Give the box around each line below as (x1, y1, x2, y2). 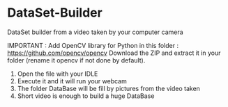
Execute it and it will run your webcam (17, 76, 127, 85)
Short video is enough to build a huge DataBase (17, 92, 155, 100)
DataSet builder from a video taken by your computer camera (7, 28, 183, 36)
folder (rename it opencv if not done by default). (7, 56, 146, 64)
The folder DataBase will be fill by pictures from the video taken (17, 84, 201, 92)
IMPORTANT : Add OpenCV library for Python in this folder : (7, 41, 179, 49)
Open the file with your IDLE (17, 69, 98, 78)
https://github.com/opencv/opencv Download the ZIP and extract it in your (7, 49, 221, 57)
